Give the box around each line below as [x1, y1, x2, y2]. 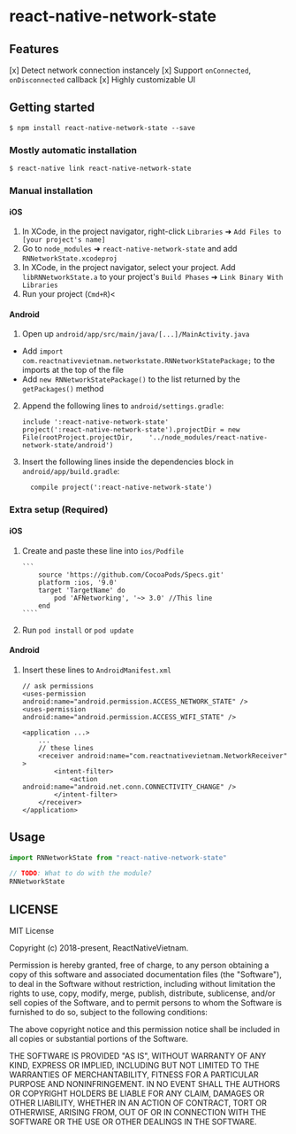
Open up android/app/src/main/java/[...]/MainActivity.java [21, 329, 250, 339]
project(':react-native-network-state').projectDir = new [21, 425, 240, 435]
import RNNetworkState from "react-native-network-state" [9, 853, 227, 862]
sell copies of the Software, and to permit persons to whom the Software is [9, 998, 283, 1008]
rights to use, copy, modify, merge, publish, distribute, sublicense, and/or [9, 988, 276, 998]
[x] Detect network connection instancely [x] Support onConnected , [9, 65, 252, 75]
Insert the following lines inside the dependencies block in [21, 456, 234, 467]
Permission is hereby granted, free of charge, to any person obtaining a [9, 959, 269, 971]
